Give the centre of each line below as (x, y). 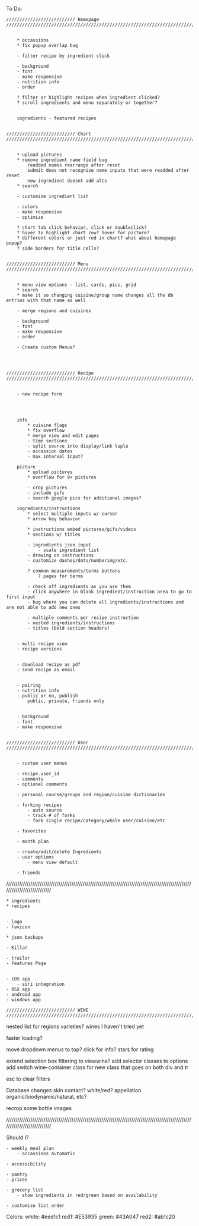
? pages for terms (60, 576)
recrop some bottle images (39, 1108)
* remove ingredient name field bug (62, 160)
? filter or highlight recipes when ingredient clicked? (89, 98)
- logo (14, 922)
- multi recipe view (42, 644)
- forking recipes (39, 805)
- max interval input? (55, 457)
